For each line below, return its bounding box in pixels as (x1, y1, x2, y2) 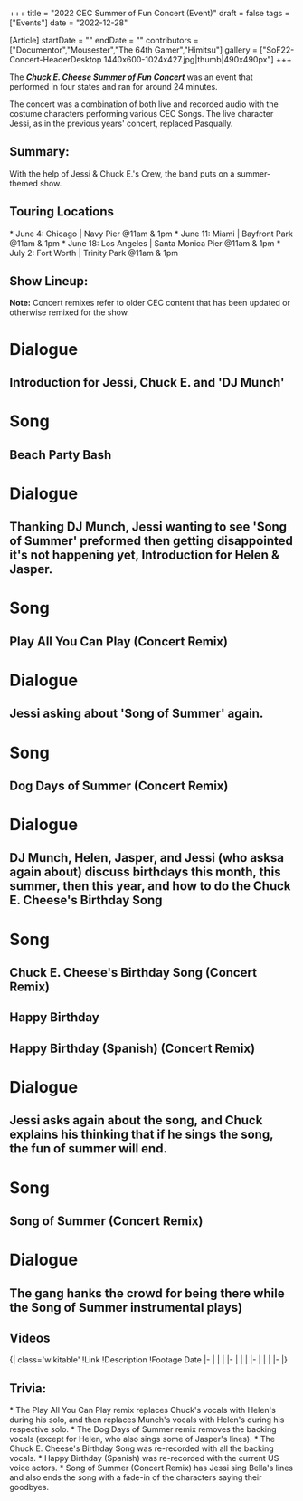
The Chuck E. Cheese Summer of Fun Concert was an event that (9, 72, 253, 82)
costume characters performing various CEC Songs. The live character (9, 109, 274, 119)
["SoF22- (259, 44, 295, 55)
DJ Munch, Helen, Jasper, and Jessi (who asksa (9, 850, 285, 865)
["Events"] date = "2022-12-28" (9, 17, 128, 28)
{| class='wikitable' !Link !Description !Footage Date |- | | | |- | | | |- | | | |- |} (9, 1354, 288, 1365)
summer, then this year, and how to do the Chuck (9, 878, 291, 894)
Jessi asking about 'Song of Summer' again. (9, 706, 264, 722)
